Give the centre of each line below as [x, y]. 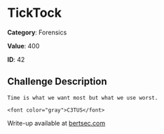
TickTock [34, 13]
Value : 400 [23, 46]
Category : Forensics [37, 32]
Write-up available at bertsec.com [56, 123]
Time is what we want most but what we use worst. [83, 98]
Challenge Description [57, 82]
